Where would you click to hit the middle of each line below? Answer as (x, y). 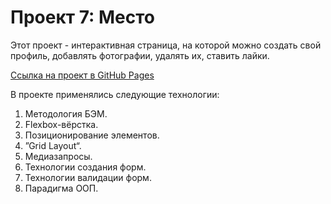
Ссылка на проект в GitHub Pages (82, 75)
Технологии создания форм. (85, 167)
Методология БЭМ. (66, 113)
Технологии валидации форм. (88, 177)
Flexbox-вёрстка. (61, 124)
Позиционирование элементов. (92, 135)
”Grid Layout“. (53, 145)
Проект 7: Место (82, 17)
